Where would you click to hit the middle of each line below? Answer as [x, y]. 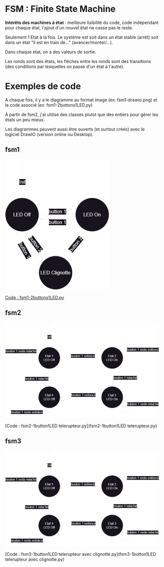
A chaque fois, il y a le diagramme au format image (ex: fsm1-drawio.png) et [81, 100]
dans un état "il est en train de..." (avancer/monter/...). [59, 42]
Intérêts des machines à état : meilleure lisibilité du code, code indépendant [82, 22]
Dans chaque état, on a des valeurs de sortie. [51, 52]
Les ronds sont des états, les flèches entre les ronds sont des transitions [78, 61]
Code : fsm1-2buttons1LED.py [35, 297]
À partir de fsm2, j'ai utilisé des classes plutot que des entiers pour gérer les [82, 114]
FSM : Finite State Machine [61, 9]
